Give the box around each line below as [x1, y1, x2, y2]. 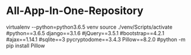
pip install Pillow [6, 42, 45, 49]
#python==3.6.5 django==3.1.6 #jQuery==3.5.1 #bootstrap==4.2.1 [6, 29, 165, 36]
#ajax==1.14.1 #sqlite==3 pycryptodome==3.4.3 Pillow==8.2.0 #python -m [6, 36, 186, 43]
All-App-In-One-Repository [6, 4, 144, 18]
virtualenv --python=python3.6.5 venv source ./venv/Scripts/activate [6, 23, 173, 30]
